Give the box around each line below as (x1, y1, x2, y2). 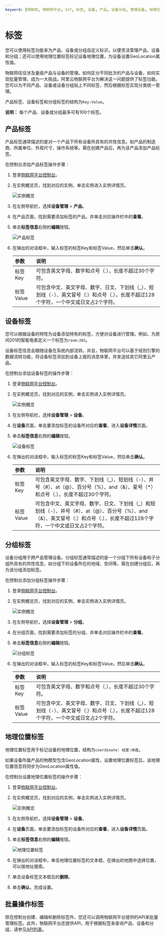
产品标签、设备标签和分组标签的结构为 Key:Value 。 (5, 99, 107, 105)
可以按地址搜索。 (12, 863, 47, 869)
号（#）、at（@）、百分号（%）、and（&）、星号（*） (35, 483, 156, 490)
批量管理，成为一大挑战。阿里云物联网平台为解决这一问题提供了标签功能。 (9, 76, 160, 82)
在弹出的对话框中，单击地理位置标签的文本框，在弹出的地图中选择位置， (12, 857, 159, 863)
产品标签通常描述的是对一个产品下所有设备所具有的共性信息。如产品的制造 (5, 139, 156, 145)
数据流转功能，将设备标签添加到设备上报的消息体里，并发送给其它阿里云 (5, 354, 151, 360)
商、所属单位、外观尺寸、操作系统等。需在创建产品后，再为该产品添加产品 (5, 145, 156, 151)
